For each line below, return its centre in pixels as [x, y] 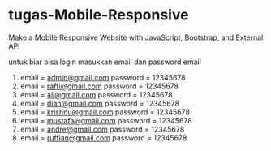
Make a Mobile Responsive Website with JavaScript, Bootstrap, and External [136, 37]
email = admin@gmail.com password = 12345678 [103, 77]
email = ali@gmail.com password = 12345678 [96, 94]
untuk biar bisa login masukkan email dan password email [105, 62]
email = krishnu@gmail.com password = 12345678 [105, 112]
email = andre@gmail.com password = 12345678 [102, 129]
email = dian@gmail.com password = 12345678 [100, 103]
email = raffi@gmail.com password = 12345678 [99, 86]
